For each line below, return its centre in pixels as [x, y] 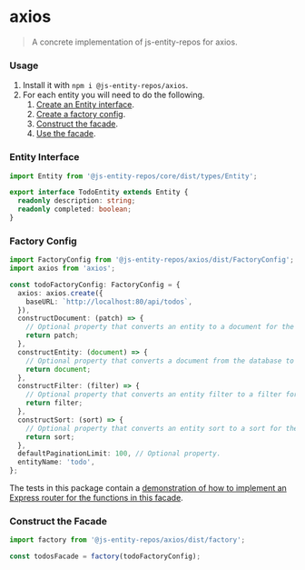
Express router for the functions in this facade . [96, 498]
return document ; [59, 369]
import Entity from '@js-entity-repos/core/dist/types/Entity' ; [133, 176]
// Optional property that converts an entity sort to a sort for [154, 428]
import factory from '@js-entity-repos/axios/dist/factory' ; [128, 540]
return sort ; [50, 437]
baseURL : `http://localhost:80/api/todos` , [109, 302]
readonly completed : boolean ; [74, 210]
